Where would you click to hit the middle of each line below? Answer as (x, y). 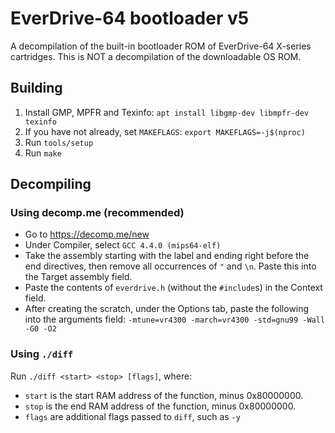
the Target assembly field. (78, 277)
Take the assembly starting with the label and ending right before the (167, 256)
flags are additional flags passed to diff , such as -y (132, 416)
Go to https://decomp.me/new (87, 234)
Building (36, 88)
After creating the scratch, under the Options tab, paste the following (167, 309)
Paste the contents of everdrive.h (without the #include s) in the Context (173, 288)
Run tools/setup (59, 142)
